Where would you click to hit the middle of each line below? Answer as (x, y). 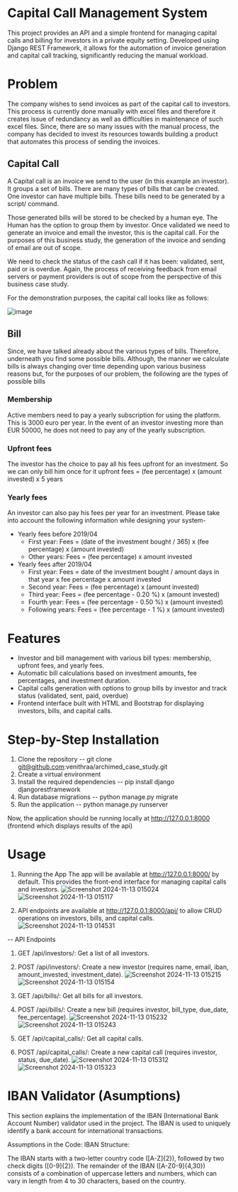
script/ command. (33, 203)
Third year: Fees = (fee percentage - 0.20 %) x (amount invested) (124, 595)
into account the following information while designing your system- (107, 521)
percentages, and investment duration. (74, 681)
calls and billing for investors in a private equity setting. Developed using (113, 40)
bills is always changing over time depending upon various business (107, 366)
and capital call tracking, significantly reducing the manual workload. (108, 55)
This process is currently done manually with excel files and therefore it (112, 111)
